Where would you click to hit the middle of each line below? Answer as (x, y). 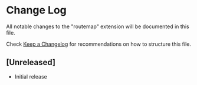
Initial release (31, 76)
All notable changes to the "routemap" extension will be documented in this (98, 26)
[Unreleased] (31, 62)
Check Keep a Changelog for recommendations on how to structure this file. (99, 44)
